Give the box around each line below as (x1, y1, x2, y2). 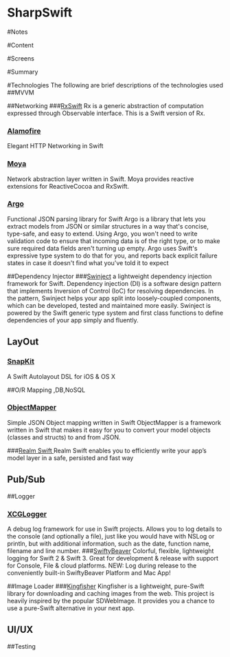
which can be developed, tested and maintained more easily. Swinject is (7, 301, 211, 309)
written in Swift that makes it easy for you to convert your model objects (7, 426, 211, 434)
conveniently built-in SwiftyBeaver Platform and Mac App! (7, 568, 171, 576)
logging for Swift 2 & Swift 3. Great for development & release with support (7, 554, 218, 562)
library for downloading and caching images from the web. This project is (7, 589, 215, 597)
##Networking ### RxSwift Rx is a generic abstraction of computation (7, 101, 204, 109)
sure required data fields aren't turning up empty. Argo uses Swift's (7, 244, 198, 252)
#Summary (7, 67, 38, 76)
